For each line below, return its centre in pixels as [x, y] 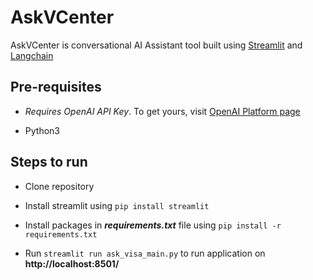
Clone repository [59, 186]
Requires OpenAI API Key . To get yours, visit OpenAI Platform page [162, 111]
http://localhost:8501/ [72, 263]
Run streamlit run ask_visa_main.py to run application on [145, 253]
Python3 [42, 130]
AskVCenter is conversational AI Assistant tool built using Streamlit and [156, 45]
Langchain [32, 55]
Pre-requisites [56, 87]
